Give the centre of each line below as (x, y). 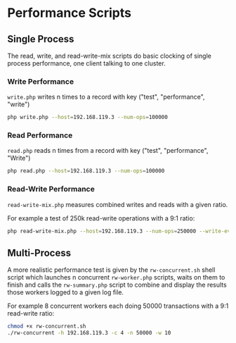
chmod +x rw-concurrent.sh (47, 326)
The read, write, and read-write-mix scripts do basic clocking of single (110, 56)
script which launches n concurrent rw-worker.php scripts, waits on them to (116, 277)
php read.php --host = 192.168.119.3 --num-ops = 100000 (86, 171)
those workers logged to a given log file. (66, 292)
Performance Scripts (70, 13)
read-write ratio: (31, 313)
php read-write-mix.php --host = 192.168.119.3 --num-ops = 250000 (102, 231)
